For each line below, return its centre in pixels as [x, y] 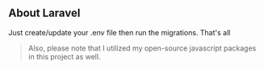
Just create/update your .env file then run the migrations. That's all [119, 32]
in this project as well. [64, 56]
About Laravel [44, 13]
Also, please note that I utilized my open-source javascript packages [142, 48]
